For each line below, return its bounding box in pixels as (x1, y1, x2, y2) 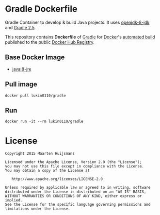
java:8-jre (12, 66, 32, 72)
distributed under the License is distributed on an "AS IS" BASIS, (5, 189, 146, 195)
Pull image (5, 80, 37, 88)
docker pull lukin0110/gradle (5, 93, 66, 98)
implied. (5, 198, 23, 203)
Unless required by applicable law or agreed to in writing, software (5, 185, 151, 190)
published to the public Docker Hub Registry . (5, 39, 95, 45)
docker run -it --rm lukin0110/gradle (5, 119, 83, 124)
